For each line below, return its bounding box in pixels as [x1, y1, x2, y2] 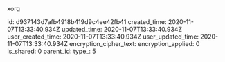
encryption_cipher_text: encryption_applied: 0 [69, 40, 200, 48]
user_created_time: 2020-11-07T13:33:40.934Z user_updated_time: [7, 32, 199, 41]
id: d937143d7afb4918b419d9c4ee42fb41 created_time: [7, 18, 167, 25]
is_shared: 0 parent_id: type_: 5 [7, 47, 96, 55]
